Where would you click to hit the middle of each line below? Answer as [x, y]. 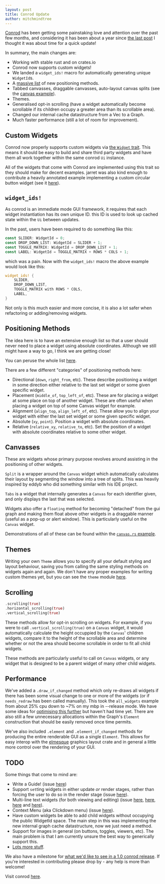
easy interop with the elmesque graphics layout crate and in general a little [81, 742]
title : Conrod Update [27, 14]
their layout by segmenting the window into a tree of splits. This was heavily [82, 479]
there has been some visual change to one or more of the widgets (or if [77, 696]
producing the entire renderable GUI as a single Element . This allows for [78, 737]
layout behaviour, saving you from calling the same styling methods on [77, 566]
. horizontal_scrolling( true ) [35, 608]
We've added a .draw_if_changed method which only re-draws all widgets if [82, 690]
